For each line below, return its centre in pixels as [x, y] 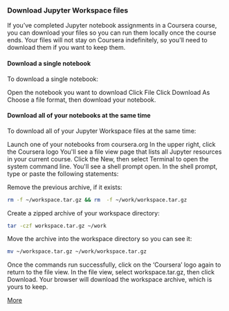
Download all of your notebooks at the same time [79, 116]
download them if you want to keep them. [66, 48]
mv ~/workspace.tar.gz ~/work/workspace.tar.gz [77, 251]
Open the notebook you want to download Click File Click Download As [109, 92]
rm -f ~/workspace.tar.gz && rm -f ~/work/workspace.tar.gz [97, 199]
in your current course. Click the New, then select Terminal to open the [108, 159]
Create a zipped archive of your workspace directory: [84, 213]
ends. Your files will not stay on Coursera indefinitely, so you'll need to [107, 40]
